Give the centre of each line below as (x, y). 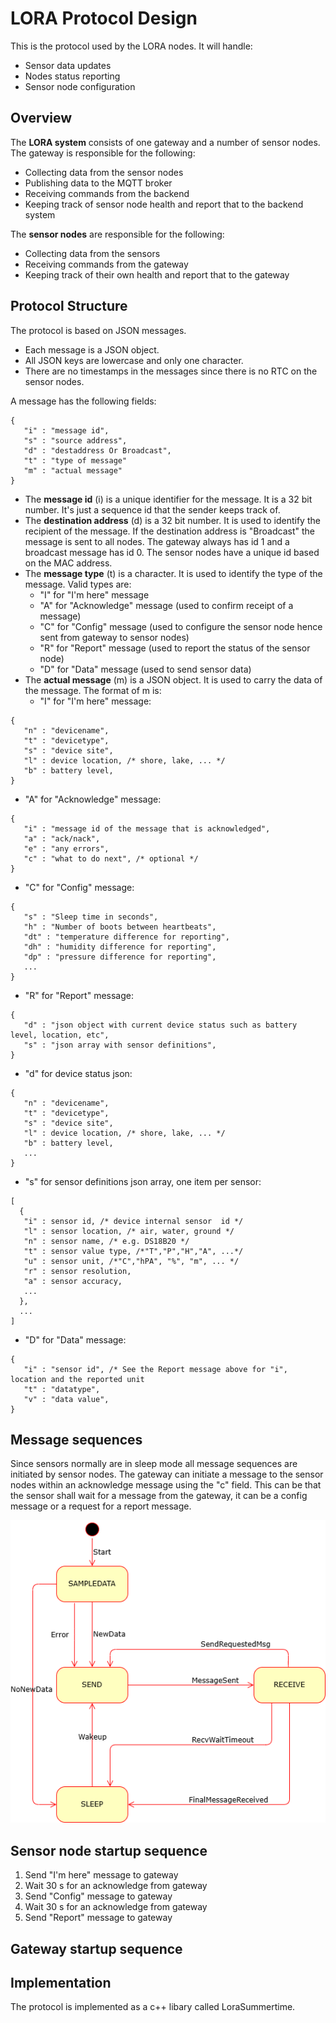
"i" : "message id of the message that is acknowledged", (147, 828)
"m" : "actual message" (73, 470)
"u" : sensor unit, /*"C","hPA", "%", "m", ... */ (131, 1261)
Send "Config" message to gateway (98, 1896)
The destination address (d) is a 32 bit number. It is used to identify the (172, 520)
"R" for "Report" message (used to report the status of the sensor (175, 648)
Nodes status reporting (72, 76)
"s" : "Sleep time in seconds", (91, 917)
